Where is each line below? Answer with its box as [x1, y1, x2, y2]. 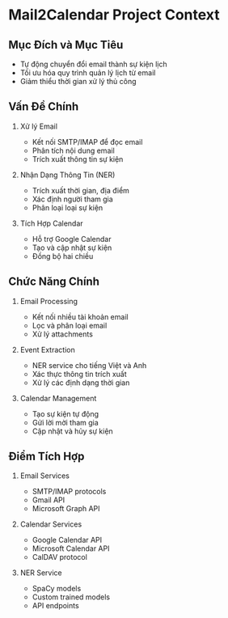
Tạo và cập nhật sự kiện [32, 243, 112, 252]
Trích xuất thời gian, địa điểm [32, 185, 129, 195]
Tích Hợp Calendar [19, 218, 83, 228]
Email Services [19, 471, 70, 480]
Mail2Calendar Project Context [8, 6, 220, 24]
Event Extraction [19, 345, 75, 354]
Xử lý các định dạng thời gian [32, 378, 130, 387]
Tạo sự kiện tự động [32, 408, 99, 418]
